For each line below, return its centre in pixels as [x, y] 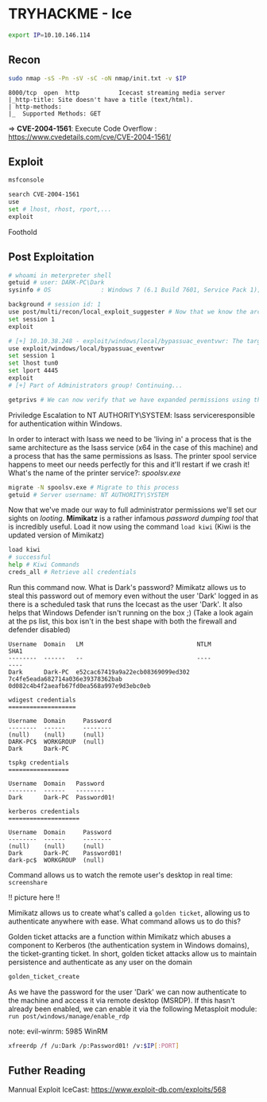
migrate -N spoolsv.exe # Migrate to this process [94, 487]
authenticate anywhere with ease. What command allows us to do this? [124, 921]
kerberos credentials [44, 811]
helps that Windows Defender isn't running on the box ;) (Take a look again [131, 612]
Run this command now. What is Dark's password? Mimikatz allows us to [127, 587]
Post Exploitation [51, 257]
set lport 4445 [33, 371]
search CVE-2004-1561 [44, 195]
